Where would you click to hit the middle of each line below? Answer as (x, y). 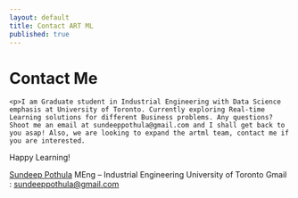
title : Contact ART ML (51, 26)
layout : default (39, 17)
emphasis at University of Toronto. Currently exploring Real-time (137, 110)
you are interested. (48, 141)
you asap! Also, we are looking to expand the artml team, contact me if (149, 133)
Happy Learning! (40, 158)
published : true (39, 34)
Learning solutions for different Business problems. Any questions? (141, 118)
